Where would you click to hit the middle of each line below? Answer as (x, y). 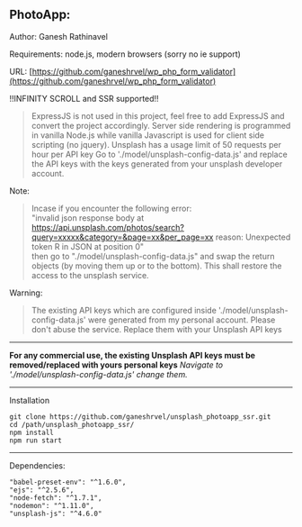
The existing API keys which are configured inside (124, 310)
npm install (31, 432)
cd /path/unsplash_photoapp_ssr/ (72, 424)
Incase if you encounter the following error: (111, 208)
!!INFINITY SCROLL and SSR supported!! (84, 98)
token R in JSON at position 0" (88, 246)
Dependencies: (37, 465)
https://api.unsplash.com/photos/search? (107, 227)
